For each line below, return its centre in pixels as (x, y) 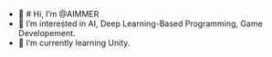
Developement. (47, 33)
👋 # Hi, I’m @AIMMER (58, 14)
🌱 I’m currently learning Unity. (74, 43)
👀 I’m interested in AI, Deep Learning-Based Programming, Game (140, 24)
